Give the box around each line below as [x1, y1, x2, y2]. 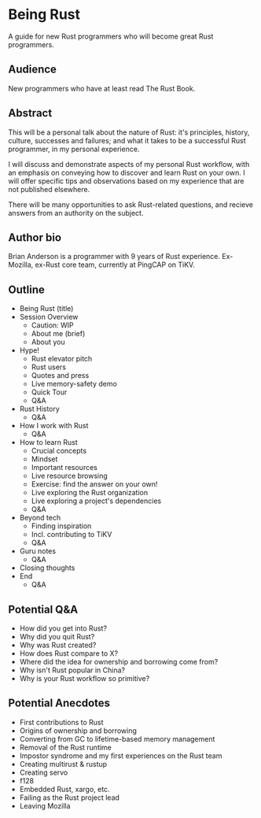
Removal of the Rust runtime [19, 742, 112, 752]
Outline [8, 283, 45, 296]
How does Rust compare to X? [19, 649, 119, 658]
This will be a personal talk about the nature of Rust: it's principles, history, [8, 128, 250, 137]
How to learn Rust [19, 438, 79, 447]
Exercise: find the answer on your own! [31, 479, 158, 489]
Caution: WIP [31, 320, 75, 330]
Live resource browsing [31, 471, 108, 481]
